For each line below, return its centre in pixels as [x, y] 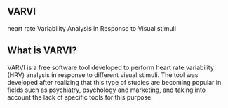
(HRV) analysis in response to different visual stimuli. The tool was [103, 75]
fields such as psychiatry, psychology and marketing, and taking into [106, 90]
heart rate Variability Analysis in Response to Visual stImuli [92, 28]
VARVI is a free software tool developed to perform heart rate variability [110, 67]
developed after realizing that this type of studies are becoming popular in [114, 82]
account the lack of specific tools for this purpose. [80, 97]
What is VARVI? [42, 51]
